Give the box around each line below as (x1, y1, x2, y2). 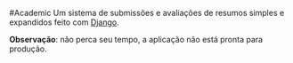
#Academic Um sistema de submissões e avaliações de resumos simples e (9, 8, 285, 18)
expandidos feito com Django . (9, 17, 119, 28)
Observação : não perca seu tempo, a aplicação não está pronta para (9, 35, 264, 44)
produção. (9, 43, 47, 54)
